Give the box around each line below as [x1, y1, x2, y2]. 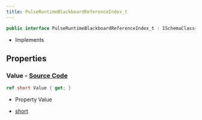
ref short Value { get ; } [6, 85, 71, 91]
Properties [6, 53, 47, 64]
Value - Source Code [6, 71, 68, 80]
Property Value [14, 96, 52, 103]
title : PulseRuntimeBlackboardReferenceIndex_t [6, 8, 128, 15]
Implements [14, 36, 44, 43]
